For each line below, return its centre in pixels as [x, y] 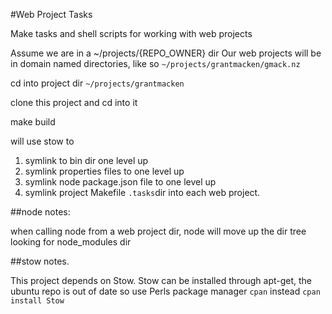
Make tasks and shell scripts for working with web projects [131, 33]
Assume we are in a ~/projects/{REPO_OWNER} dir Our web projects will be [166, 53]
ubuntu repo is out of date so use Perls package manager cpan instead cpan [165, 291]
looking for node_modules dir [71, 242]
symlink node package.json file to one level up [120, 182]
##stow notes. [40, 261]
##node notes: [40, 212]
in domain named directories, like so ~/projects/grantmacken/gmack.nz [155, 63]
